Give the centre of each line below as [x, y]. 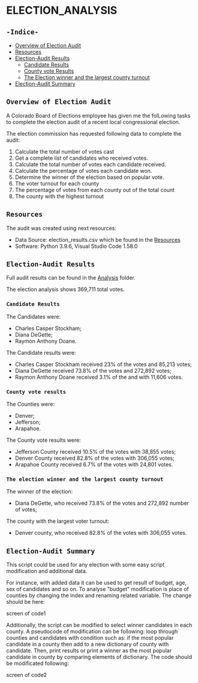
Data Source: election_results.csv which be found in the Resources [98, 239]
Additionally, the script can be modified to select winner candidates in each [99, 625]
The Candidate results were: [41, 352]
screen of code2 [27, 675]
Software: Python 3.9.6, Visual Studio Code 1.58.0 [76, 246]
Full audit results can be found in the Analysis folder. [71, 278]
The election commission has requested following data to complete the [94, 133]
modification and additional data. [47, 571]
